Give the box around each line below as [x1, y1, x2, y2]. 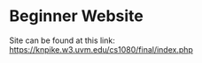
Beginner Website [9, 6, 144, 26]
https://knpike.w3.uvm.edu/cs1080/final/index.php [9, 44, 193, 54]
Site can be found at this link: [9, 35, 115, 45]
